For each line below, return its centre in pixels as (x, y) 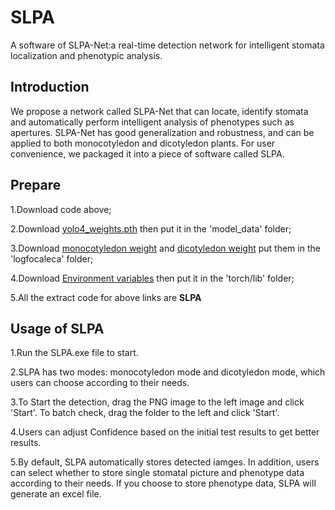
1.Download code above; (61, 209)
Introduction (50, 87)
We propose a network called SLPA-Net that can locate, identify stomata (159, 111)
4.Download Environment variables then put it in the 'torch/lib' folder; (152, 278)
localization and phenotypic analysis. (86, 55)
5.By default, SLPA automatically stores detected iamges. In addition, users (165, 462)
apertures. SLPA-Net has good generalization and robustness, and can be (162, 132)
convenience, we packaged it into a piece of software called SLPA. (147, 153)
